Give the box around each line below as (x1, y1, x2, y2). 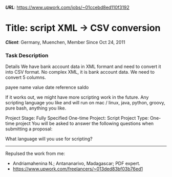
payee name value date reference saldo (5, 84, 89, 91)
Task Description (5, 52, 49, 59)
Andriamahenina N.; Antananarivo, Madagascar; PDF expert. (12, 161, 141, 167)
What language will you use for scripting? (5, 136, 93, 142)
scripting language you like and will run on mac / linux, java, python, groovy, (5, 100, 165, 106)
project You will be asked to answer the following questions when (15, 120, 154, 127)
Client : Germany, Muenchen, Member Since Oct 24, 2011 (5, 39, 125, 45)
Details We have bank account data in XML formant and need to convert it (5, 63, 161, 70)
